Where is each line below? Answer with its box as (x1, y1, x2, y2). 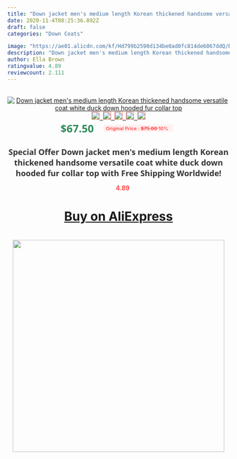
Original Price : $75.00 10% (105, 124, 169, 132)
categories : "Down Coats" (7, 30, 83, 37)
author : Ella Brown (7, 56, 65, 64)
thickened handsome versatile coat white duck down (13, 156, 224, 168)
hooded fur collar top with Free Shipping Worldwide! (15, 167, 222, 179)
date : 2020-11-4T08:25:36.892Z (7, 17, 99, 24)
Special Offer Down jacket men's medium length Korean (8, 146, 229, 158)
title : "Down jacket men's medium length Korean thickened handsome (7, 10, 213, 18)
